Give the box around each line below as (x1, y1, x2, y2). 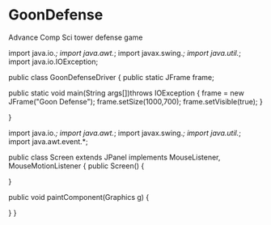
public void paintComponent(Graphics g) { (8, 192, 150, 202)
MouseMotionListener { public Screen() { (8, 160, 145, 171)
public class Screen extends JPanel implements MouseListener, (8, 152, 221, 162)
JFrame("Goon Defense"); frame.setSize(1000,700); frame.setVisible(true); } (8, 96, 263, 106)
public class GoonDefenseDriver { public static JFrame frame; (8, 72, 214, 82)
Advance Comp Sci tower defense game (8, 32, 143, 42)
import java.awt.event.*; (8, 136, 89, 146)
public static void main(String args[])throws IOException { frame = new (8, 87, 244, 98)
